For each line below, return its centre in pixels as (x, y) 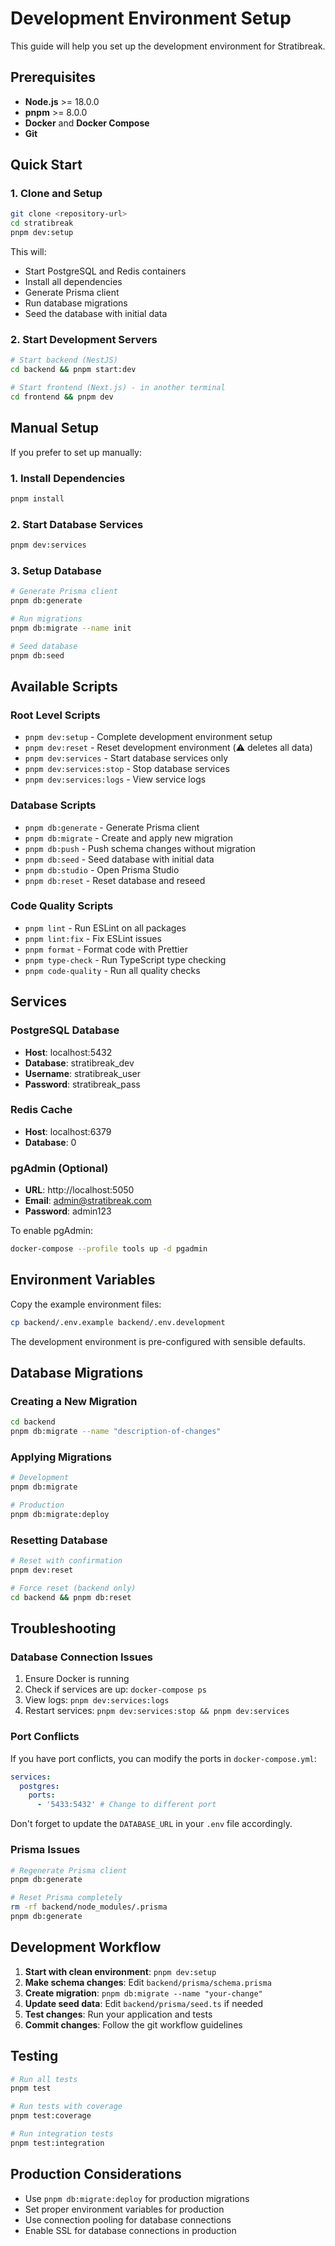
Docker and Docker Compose (87, 123)
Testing (34, 2056)
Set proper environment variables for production (124, 2209)
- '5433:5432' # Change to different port (126, 1805)
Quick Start (46, 165)
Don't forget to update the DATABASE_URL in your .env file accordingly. (151, 1824)
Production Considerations (96, 2174)
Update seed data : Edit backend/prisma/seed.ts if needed (144, 2003)
